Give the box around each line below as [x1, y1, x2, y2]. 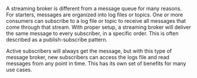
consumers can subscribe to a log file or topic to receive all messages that [6, 18, 186, 24]
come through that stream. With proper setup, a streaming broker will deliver [6, 23, 191, 30]
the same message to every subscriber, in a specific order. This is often [6, 30, 179, 37]
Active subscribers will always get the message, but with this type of [6, 48, 172, 55]
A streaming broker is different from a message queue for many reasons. [6, 5, 182, 12]
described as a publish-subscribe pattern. [6, 36, 108, 43]
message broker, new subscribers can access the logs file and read [6, 54, 170, 60]
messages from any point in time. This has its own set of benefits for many [6, 60, 186, 67]
